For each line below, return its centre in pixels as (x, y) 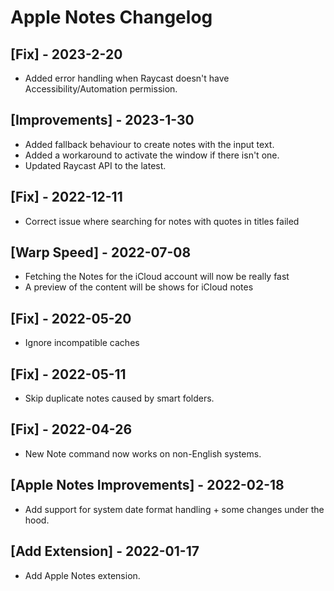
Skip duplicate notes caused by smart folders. (119, 398)
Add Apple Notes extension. (82, 575)
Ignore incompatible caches (82, 343)
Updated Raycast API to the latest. (95, 165)
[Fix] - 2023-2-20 (66, 54)
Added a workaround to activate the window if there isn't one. (152, 155)
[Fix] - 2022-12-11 (66, 197)
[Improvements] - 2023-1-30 (102, 120)
